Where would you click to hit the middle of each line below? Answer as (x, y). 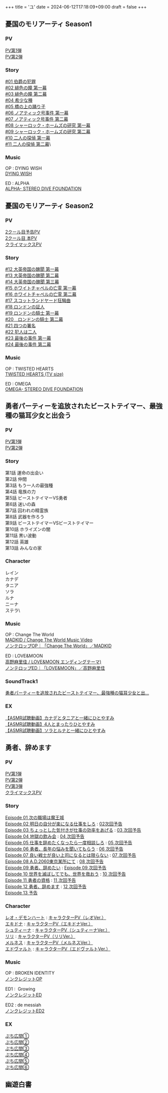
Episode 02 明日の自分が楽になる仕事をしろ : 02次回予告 (64, 824)
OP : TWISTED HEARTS (30, 369)
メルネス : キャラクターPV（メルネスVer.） (49, 943)
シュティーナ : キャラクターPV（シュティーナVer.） (58, 930)
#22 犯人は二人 (21, 332)
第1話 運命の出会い (24, 473)
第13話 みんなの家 (24, 548)
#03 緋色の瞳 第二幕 (26, 94)
